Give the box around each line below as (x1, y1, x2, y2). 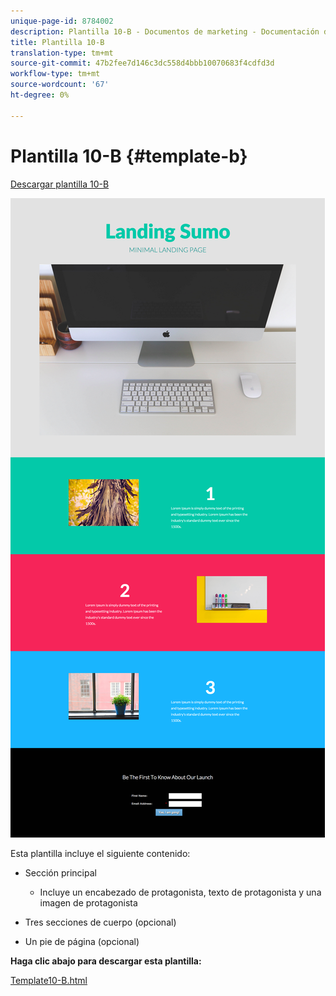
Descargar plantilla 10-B (10, 178, 110, 190)
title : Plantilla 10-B (10, 37, 105, 47)
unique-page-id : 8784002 (10, 16, 114, 26)
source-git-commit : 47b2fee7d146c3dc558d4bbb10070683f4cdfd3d (10, 58, 275, 69)
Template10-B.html (10, 974, 88, 986)
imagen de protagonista (39, 896, 138, 909)
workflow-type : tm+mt (10, 69, 101, 79)
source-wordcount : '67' (10, 80, 110, 90)
